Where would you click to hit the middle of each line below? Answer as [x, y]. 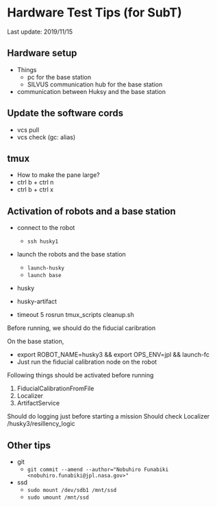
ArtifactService [38, 403]
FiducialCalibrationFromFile [55, 388]
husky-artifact [37, 302]
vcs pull [28, 130]
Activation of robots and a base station [91, 211]
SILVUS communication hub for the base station [95, 84]
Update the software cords [65, 114]
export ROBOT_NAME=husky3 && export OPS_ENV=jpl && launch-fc [113, 355]
